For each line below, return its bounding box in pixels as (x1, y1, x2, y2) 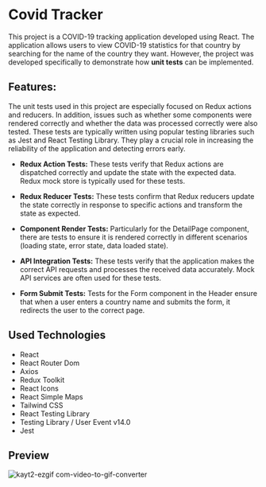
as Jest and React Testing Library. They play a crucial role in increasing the (8, 135, 254, 145)
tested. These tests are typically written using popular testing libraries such (8, 127, 255, 136)
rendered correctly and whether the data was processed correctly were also (8, 118, 258, 128)
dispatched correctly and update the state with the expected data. (19, 167, 237, 177)
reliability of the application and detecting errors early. (8, 143, 186, 153)
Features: (8, 80, 57, 94)
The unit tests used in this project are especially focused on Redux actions (8, 101, 252, 111)
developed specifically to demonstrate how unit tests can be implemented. (8, 57, 254, 67)
